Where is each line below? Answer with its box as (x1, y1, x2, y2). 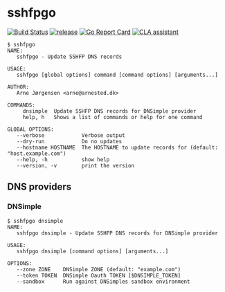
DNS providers (7, 181, 72, 193)
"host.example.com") (7, 150, 67, 157)
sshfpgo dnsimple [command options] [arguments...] (16, 248, 169, 255)
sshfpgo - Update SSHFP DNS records (16, 53, 123, 60)
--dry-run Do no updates (16, 138, 123, 145)
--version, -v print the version (16, 162, 135, 169)
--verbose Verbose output (16, 131, 126, 139)
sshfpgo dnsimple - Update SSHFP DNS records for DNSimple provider (16, 230, 218, 237)
